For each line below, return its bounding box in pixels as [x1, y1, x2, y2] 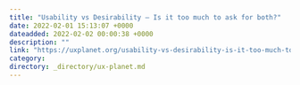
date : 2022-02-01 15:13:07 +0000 [9, 21, 134, 30]
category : [9, 54, 46, 63]
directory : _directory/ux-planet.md [9, 63, 146, 72]
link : [9, 46, 29, 55]
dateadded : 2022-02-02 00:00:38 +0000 [9, 29, 154, 38]
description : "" [9, 37, 70, 47]
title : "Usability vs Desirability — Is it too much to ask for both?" [9, 12, 281, 22]
